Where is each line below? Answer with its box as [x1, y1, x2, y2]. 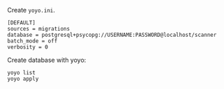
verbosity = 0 [7, 44, 49, 51]
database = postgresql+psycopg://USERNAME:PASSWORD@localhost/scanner [7, 31, 217, 38]
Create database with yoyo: [7, 56, 87, 64]
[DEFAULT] [7, 19, 36, 26]
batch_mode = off [7, 38, 58, 44]
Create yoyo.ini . [7, 6, 56, 14]
